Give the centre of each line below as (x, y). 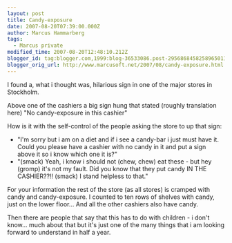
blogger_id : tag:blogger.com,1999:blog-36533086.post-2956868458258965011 (117, 59)
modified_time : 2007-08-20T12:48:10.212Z (68, 52)
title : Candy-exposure (40, 20)
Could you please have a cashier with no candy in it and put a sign (112, 146)
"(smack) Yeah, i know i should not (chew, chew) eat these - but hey (114, 161)
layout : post (26, 13)
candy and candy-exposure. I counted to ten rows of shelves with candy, (111, 197)
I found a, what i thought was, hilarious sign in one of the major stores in (110, 84)
